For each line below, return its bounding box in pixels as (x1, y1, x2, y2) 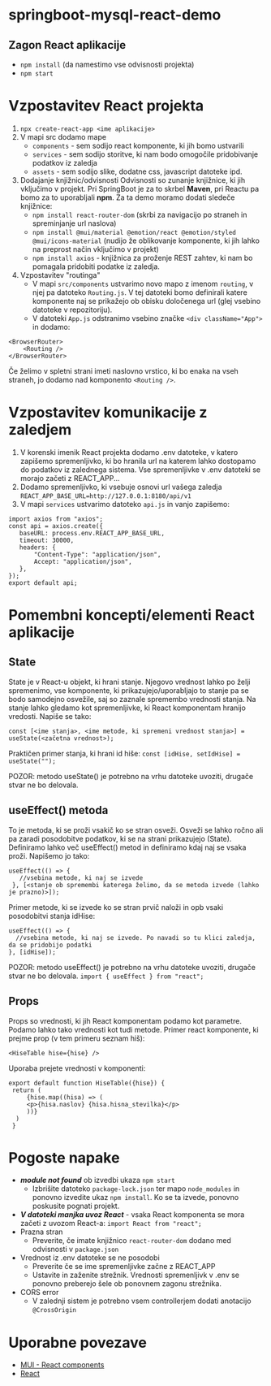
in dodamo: (32, 322, 71, 331)
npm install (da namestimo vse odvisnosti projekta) (19, 59, 195, 69)
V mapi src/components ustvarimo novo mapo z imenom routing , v (32, 279, 254, 288)
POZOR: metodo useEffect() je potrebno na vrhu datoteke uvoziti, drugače (8, 962, 256, 972)
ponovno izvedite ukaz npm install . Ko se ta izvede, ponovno (32, 1193, 239, 1202)
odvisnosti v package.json (32, 1245, 119, 1254)
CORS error (19, 1288, 59, 1297)
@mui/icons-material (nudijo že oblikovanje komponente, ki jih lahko (32, 236, 260, 245)
